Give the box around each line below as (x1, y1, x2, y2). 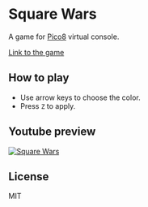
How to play (8, 71, 70, 85)
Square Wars (8, 5, 97, 24)
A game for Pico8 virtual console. (8, 32, 120, 41)
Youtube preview (8, 125, 96, 139)
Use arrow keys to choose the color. (19, 93, 141, 102)
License (8, 170, 49, 183)
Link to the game (8, 47, 65, 57)
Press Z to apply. (19, 101, 76, 110)
